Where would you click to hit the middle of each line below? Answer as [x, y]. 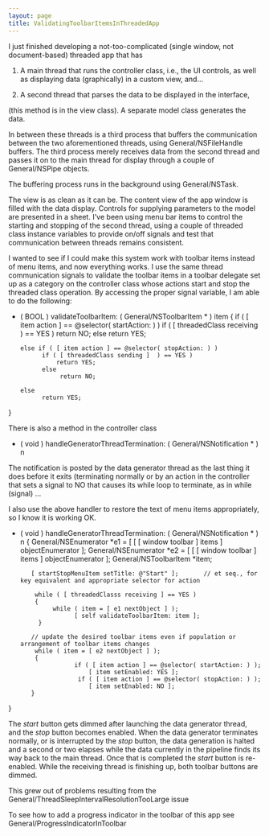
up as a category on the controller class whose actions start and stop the [129, 283]
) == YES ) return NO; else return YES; [83, 333]
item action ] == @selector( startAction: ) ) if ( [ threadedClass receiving [139, 325]
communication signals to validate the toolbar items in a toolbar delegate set [134, 275]
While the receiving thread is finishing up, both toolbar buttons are [149, 766]
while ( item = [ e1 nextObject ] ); [116, 608]
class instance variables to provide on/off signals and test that [111, 233]
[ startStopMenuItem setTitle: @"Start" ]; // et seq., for [145, 573]
